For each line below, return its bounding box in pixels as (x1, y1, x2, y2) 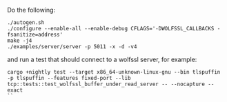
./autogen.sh (7, 19, 45, 26)
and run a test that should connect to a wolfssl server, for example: (7, 55, 197, 63)
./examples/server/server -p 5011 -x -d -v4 (7, 43, 137, 50)
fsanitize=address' (7, 31, 63, 38)
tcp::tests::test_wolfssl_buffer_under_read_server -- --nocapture (7, 81, 206, 88)
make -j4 (7, 37, 32, 44)
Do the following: (7, 6, 56, 14)
